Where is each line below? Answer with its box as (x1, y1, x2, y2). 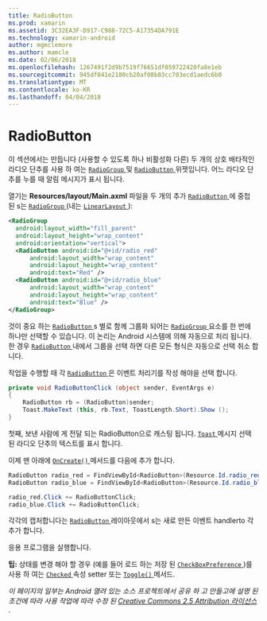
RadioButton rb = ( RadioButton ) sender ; (22, 398, 155, 406)
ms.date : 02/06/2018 (8, 56, 77, 64)
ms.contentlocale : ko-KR (8, 85, 91, 94)
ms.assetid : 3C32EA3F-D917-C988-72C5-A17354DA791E (8, 26, 180, 34)
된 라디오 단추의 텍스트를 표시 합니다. (8, 438, 123, 448)
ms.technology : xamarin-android (8, 33, 115, 42)
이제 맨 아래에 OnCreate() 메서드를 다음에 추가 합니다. (8, 455, 176, 465)
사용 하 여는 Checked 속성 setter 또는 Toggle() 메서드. (8, 569, 176, 579)
